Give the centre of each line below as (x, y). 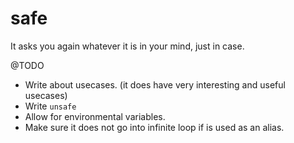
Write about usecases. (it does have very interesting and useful (155, 84)
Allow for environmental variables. (95, 116)
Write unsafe (50, 106)
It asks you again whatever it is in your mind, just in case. (127, 46)
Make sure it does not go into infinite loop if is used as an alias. (154, 127)
